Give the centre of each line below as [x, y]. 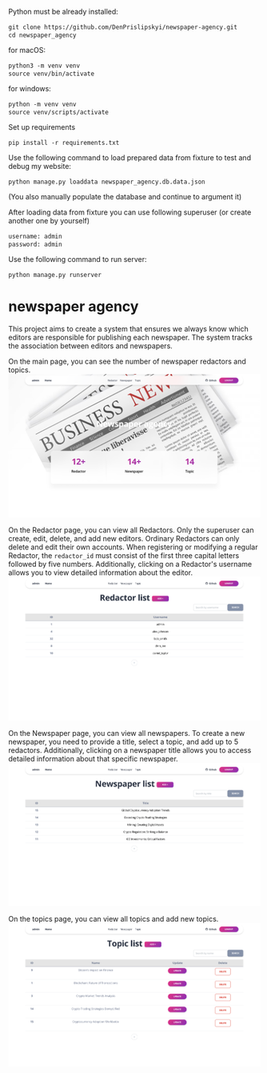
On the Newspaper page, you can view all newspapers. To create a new [127, 733]
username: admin [35, 236]
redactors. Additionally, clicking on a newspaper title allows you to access [130, 750]
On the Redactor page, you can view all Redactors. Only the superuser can [131, 530]
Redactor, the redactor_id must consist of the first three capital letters [124, 555]
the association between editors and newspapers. [91, 346]
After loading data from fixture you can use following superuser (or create [130, 212]
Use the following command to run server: [78, 259]
